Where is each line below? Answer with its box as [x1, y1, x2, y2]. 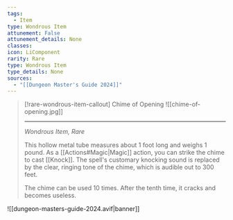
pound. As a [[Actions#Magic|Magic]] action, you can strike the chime [24, 149, 225, 157]
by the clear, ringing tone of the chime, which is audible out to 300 [24, 163, 214, 171]
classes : [7, 42, 33, 49]
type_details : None [7, 68, 64, 75]
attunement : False [7, 29, 60, 37]
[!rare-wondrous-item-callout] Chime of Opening [24, 100, 164, 108]
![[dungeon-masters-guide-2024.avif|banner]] [7, 205, 140, 213]
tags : [7, 10, 23, 17]
